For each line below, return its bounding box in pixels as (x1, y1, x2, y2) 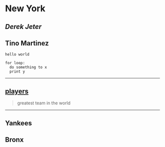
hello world (5, 52, 29, 57)
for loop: (5, 61, 26, 66)
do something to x (9, 65, 48, 70)
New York (5, 3, 46, 14)
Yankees (5, 119, 32, 127)
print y (9, 69, 26, 74)
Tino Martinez (5, 39, 49, 47)
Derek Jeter (5, 23, 42, 31)
